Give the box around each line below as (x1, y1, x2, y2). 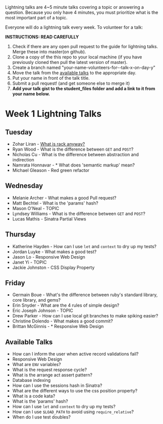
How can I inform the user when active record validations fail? (12, 351, 139, 357)
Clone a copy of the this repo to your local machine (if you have (12, 54, 142, 60)
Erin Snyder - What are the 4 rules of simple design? (12, 302, 120, 309)
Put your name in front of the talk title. (12, 75, 90, 81)
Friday (5, 279, 25, 287)
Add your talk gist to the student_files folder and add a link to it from (12, 86, 155, 91)
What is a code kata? (12, 393, 55, 399)
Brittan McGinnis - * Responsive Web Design (12, 323, 104, 329)
